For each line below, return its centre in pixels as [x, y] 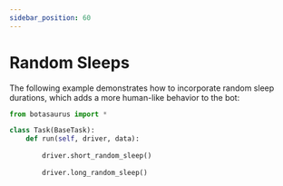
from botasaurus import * [58, 114]
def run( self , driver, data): [83, 139]
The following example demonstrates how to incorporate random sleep [142, 88]
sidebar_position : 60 [50, 18]
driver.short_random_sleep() [97, 156]
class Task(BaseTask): [52, 131]
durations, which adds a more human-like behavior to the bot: [125, 97]
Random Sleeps [69, 62]
